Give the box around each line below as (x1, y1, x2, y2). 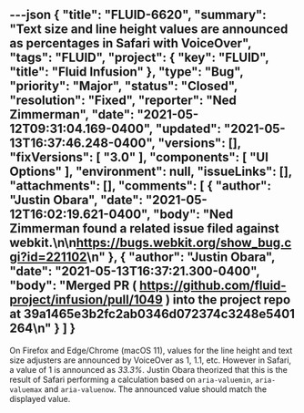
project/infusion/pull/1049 (9, 292, 164, 308)
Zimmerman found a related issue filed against (9, 221, 279, 236)
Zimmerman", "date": (9, 107, 135, 122)
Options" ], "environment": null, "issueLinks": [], (9, 164, 293, 180)
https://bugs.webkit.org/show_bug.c (76, 235, 292, 251)
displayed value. (9, 393, 71, 404)
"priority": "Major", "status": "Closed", (9, 78, 238, 94)
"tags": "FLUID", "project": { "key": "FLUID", (9, 50, 269, 66)
